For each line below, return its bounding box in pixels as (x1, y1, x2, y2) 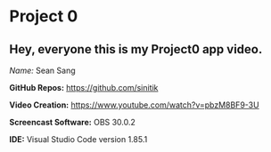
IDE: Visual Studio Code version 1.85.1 (9, 134, 148, 144)
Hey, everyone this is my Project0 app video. (9, 42, 263, 57)
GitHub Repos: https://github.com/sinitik (9, 83, 159, 92)
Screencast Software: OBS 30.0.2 (9, 117, 136, 127)
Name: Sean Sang (9, 65, 76, 76)
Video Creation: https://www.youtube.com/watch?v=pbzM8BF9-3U (9, 100, 260, 110)
